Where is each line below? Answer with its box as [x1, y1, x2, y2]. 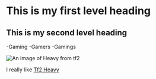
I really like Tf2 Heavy [6, 66, 59, 73]
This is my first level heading [6, 4, 151, 18]
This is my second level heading [6, 28, 128, 38]
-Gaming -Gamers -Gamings [6, 43, 76, 50]
